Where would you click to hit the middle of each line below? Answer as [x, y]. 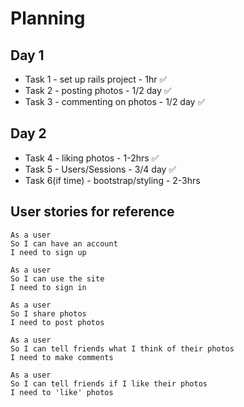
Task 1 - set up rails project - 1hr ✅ [96, 79]
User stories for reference [92, 212]
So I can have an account [64, 243]
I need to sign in [48, 287]
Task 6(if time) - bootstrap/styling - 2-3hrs [112, 180]
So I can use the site [57, 278]
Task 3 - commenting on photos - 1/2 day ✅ [115, 101]
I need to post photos [57, 322]
